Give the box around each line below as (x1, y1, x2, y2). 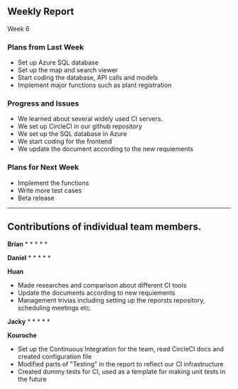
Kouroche (7, 331, 38, 339)
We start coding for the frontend (17, 137, 112, 146)
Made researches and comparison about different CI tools (17, 281, 187, 289)
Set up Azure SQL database (17, 58, 99, 67)
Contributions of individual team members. (7, 221, 202, 233)
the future (17, 375, 47, 383)
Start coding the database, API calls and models (17, 74, 158, 82)
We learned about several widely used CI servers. (17, 115, 163, 123)
